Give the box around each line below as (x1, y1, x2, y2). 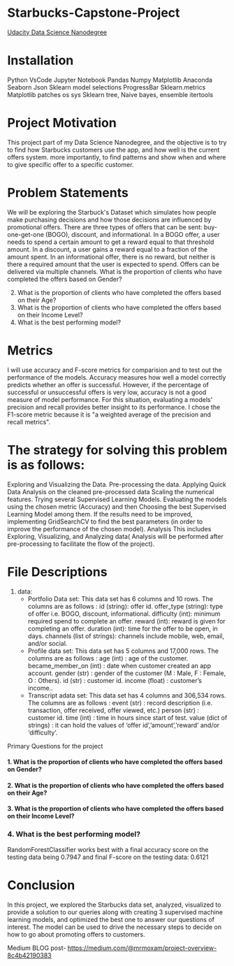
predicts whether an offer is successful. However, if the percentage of (7, 380, 210, 389)
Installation (7, 52, 74, 69)
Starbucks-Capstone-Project (7, 5, 180, 21)
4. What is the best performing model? (7, 830, 141, 839)
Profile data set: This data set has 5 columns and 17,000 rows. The (27, 647, 219, 655)
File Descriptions (7, 564, 108, 579)
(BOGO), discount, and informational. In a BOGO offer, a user (45, 230, 220, 238)
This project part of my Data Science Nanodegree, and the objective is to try (7, 138, 227, 146)
